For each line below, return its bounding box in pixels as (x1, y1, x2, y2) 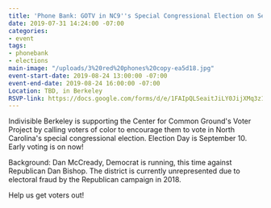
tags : (8, 42, 27, 50)
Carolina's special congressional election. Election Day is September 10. (8, 134, 248, 144)
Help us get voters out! (8, 190, 85, 200)
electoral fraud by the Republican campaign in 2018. (8, 175, 181, 185)
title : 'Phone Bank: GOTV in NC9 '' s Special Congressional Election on (8, 11, 254, 20)
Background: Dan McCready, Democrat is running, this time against (8, 158, 232, 168)
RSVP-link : (8, 94, 45, 102)
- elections (8, 57, 48, 65)
